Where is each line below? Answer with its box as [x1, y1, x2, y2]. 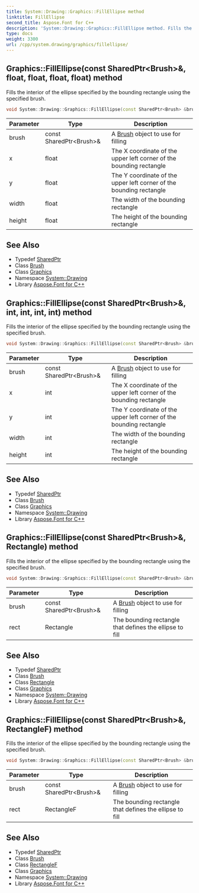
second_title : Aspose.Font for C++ [6, 20, 94, 25]
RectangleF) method [6, 724, 83, 734]
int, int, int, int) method [6, 307, 92, 317]
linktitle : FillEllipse [6, 14, 65, 20]
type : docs [6, 31, 33, 37]
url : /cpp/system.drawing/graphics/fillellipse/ [6, 42, 129, 48]
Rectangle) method [6, 542, 79, 552]
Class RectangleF [14, 861, 58, 868]
